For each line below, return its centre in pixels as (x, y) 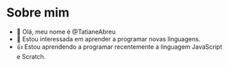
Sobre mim (38, 13)
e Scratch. (31, 56)
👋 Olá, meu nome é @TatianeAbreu (66, 32)
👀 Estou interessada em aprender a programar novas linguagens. (108, 38)
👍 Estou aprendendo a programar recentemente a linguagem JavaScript (119, 47)
